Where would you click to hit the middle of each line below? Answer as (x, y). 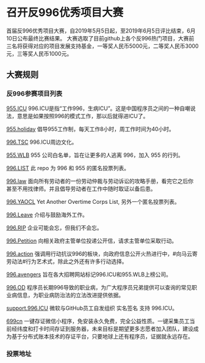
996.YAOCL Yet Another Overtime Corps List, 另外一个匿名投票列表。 (93, 201)
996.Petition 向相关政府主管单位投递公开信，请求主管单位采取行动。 (92, 241)
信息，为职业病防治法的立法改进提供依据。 (70, 295)
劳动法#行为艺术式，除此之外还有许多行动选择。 (67, 261)
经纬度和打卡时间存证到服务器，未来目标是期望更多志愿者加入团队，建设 (102, 329)
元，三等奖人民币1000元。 (39, 53)
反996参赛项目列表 (34, 94)
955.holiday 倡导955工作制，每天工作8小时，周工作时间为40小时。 (91, 129)
